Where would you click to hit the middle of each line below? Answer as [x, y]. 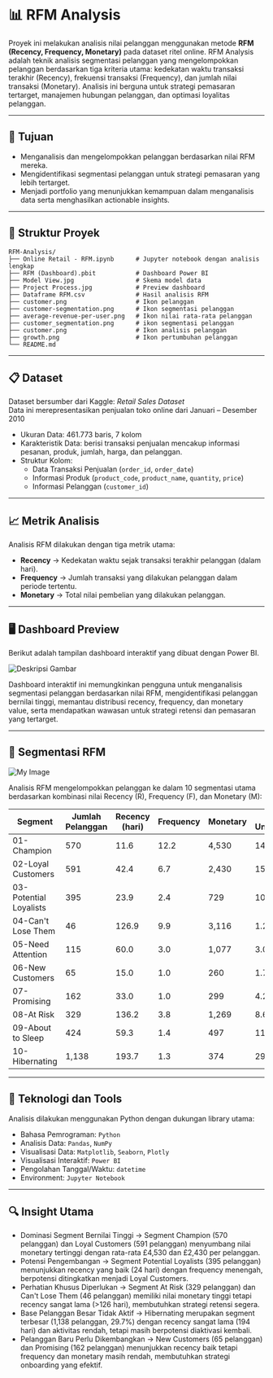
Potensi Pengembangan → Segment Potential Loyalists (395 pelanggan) [141, 1262]
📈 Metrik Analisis [54, 521]
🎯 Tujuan [31, 137]
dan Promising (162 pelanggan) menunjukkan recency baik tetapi [129, 1348]
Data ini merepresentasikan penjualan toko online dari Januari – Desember [133, 410]
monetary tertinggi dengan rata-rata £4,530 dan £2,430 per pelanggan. [140, 1253]
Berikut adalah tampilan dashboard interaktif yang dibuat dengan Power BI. [134, 653]
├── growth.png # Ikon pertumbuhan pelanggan [123, 337]
